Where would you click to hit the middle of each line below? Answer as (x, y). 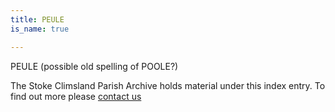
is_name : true (40, 29)
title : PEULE (37, 19)
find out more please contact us (76, 96)
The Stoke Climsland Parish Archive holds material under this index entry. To (168, 85)
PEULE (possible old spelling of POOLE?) (94, 66)
